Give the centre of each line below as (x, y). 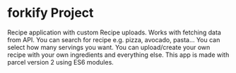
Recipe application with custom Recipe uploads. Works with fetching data (114, 32)
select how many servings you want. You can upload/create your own (109, 47)
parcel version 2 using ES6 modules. (61, 62)
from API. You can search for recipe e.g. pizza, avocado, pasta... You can (114, 39)
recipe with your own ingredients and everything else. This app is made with (118, 55)
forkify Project (51, 13)
